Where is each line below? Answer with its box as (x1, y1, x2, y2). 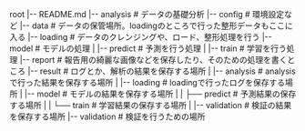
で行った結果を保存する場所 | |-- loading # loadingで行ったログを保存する (9, 77, 285, 87)
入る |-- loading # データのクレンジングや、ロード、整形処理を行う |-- (9, 32, 273, 42)
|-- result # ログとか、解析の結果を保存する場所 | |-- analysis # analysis (26, 65, 296, 76)
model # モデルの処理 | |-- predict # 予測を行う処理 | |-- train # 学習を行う (9, 43, 287, 54)
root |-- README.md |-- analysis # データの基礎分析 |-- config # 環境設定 (9, 9, 285, 19)
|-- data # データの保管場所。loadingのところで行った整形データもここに (19, 20, 293, 31)
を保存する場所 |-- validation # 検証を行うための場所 (9, 111, 206, 122)
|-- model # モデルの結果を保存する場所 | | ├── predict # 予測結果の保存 (24, 88, 297, 99)
